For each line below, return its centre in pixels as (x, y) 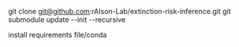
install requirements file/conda (58, 35)
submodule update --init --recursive (67, 20)
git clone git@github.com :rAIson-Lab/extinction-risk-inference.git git (119, 11)
